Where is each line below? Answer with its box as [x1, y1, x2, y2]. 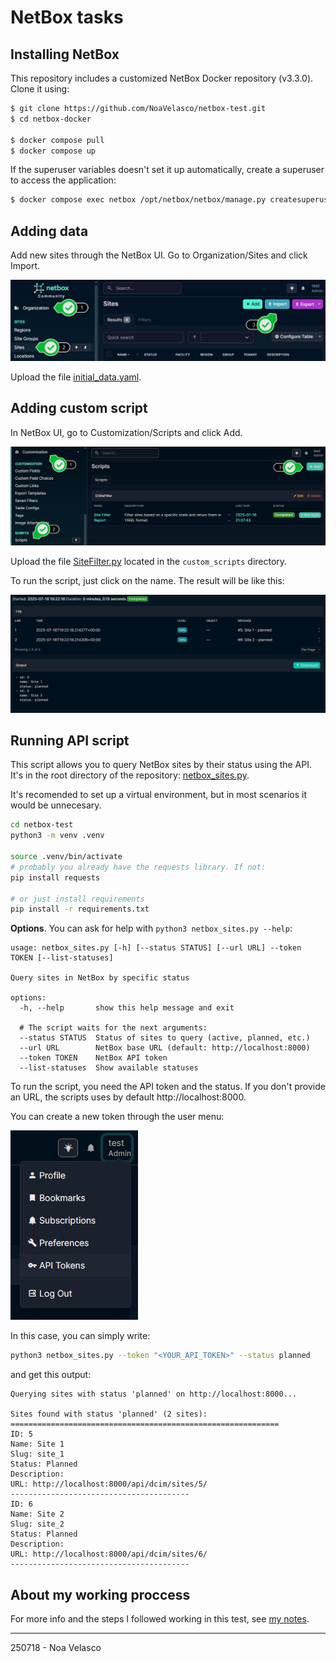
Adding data [10, 222, 89, 240]
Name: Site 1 [10, 1439, 65, 1450]
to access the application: [10, 174, 117, 186]
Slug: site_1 [10, 1449, 65, 1460]
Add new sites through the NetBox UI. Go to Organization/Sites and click [10, 249, 308, 261]
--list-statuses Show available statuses [19, 1063, 199, 1073]
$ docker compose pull [10, 135, 105, 145]
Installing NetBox [10, 46, 120, 63]
